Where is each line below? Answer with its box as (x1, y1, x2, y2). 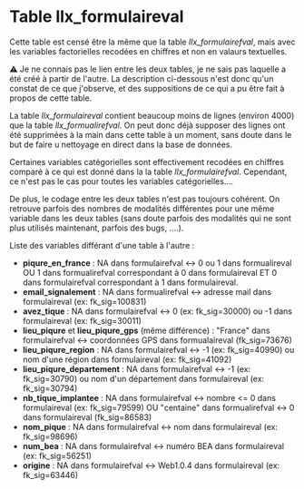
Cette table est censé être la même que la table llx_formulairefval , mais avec (9, 36, 296, 47)
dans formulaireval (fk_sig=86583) (22, 411, 152, 423)
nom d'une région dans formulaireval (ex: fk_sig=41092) (22, 354, 232, 365)
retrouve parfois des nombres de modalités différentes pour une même (9, 202, 275, 214)
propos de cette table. (9, 93, 93, 103)
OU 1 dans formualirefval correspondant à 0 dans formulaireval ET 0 (22, 267, 278, 278)
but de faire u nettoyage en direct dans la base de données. (9, 139, 233, 150)
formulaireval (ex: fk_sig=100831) (22, 296, 147, 307)
